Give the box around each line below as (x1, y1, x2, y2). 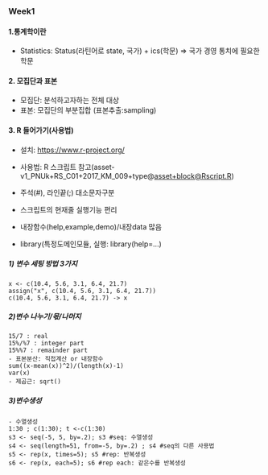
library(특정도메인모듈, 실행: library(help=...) (19, 239, 163, 249)
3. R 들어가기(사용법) (8, 125, 74, 134)
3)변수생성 (8, 396, 42, 406)
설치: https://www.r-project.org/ (19, 145, 125, 155)
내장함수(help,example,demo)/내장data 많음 (19, 221, 163, 231)
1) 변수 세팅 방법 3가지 (8, 259, 78, 269)
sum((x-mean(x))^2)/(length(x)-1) (8, 362, 125, 370)
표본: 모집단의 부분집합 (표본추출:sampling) (19, 105, 157, 115)
